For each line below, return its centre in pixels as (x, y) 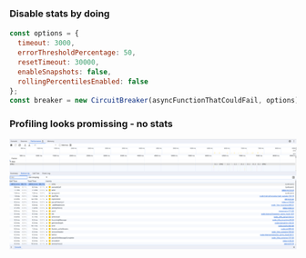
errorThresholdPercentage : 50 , (77, 53)
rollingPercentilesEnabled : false (83, 81)
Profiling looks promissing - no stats (91, 124)
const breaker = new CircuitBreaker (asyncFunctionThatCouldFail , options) (154, 101)
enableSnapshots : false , (65, 72)
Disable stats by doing (60, 14)
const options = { (44, 34)
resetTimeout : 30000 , (59, 62)
